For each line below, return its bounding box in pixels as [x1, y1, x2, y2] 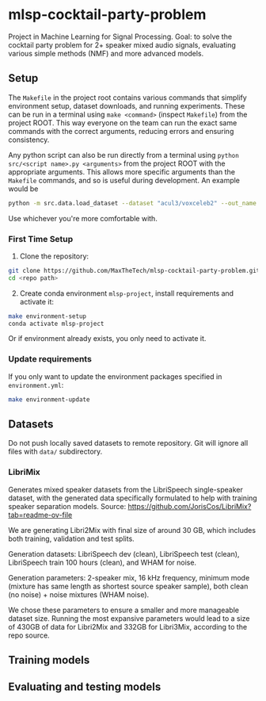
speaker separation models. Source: [8, 501, 127, 511]
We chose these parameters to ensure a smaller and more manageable [8, 605, 240, 615]
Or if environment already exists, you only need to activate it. [8, 334, 207, 343]
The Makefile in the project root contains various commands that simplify [8, 93, 247, 102]
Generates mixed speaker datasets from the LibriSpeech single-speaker [8, 485, 243, 494]
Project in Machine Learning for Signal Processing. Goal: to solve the [8, 32, 232, 41]
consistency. [8, 135, 50, 144]
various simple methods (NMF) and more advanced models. [8, 48, 204, 58]
